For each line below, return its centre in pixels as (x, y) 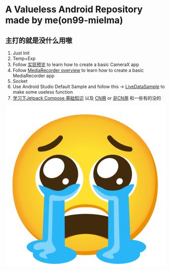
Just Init (21, 53)
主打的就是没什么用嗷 (39, 40)
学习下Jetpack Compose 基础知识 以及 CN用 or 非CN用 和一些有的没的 (87, 98)
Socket (20, 81)
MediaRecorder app (33, 76)
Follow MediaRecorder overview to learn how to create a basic (78, 70)
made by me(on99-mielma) (64, 20)
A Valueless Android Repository (74, 9)
